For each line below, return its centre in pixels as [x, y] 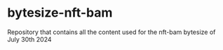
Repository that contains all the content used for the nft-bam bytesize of [111, 32]
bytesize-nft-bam [60, 13]
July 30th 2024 [29, 39]
